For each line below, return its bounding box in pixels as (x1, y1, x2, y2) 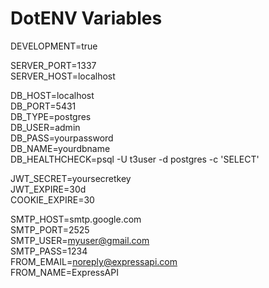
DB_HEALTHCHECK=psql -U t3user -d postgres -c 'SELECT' (10, 153, 260, 165)
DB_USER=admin (10, 121, 81, 133)
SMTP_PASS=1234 (10, 245, 88, 257)
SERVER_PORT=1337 (10, 59, 97, 71)
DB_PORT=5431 (10, 100, 77, 112)
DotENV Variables (10, 7, 163, 30)
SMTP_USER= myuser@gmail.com (10, 234, 150, 246)
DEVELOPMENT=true (10, 40, 98, 52)
